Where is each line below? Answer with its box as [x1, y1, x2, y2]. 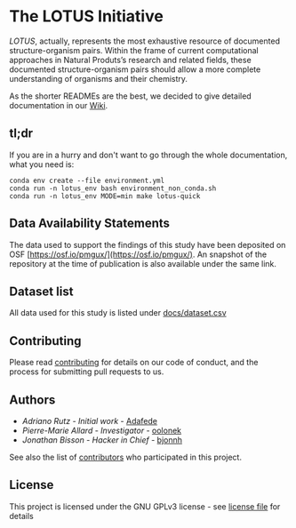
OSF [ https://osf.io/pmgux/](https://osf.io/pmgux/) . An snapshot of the [9, 249, 268, 260]
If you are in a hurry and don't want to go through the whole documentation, [9, 149, 288, 160]
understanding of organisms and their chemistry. [9, 73, 188, 84]
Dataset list [9, 284, 74, 299]
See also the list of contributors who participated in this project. [9, 452, 243, 462]
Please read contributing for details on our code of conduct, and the [9, 357, 259, 368]
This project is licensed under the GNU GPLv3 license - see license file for [9, 500, 281, 512]
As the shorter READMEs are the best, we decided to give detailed [9, 91, 252, 101]
